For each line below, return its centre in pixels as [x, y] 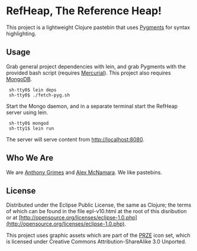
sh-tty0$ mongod [29, 123]
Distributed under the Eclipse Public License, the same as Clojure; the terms [99, 205]
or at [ [14, 218]
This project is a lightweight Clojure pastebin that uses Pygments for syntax [98, 27]
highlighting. [21, 33]
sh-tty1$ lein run [31, 128]
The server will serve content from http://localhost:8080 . [75, 139]
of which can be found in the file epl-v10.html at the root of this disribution [97, 211]
